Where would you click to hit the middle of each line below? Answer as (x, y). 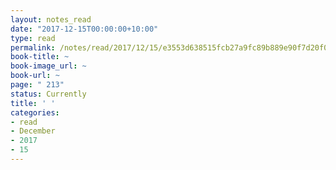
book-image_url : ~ (48, 66)
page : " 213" (37, 85)
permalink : (33, 47)
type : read (33, 38)
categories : (35, 112)
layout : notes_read (51, 19)
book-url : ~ (35, 76)
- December (33, 131)
